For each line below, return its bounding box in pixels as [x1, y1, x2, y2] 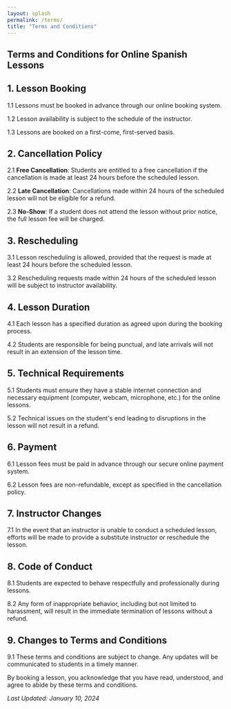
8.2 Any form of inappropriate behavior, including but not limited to [7, 600, 197, 608]
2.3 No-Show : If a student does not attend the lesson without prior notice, [7, 208, 218, 216]
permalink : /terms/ [7, 17, 63, 23]
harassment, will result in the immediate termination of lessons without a [7, 607, 212, 615]
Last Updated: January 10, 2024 [7, 695, 100, 703]
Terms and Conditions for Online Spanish [7, 48, 188, 60]
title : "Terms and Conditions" [7, 23, 97, 30]
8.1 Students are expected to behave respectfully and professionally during [7, 579, 220, 587]
